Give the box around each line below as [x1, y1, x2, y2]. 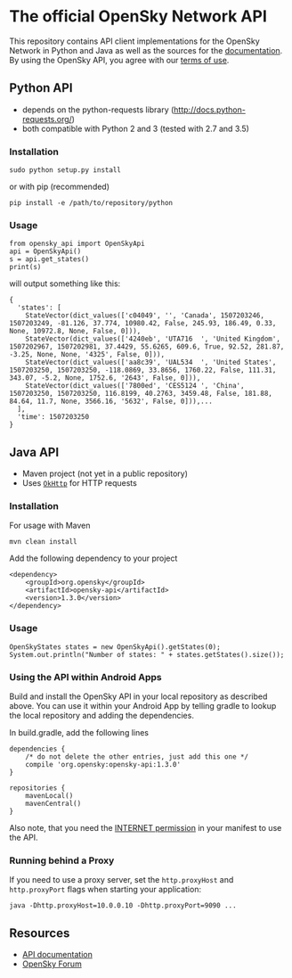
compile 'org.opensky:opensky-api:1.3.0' [25, 760, 181, 769]
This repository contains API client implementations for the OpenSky [9, 36, 260, 46]
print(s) [9, 263, 42, 272]
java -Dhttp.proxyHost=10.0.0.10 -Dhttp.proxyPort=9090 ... [9, 901, 238, 910]
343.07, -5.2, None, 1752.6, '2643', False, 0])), [9, 374, 201, 382]
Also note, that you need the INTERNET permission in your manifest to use [9, 823, 282, 834]
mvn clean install [9, 538, 77, 547]
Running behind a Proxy [9, 854, 115, 867]
